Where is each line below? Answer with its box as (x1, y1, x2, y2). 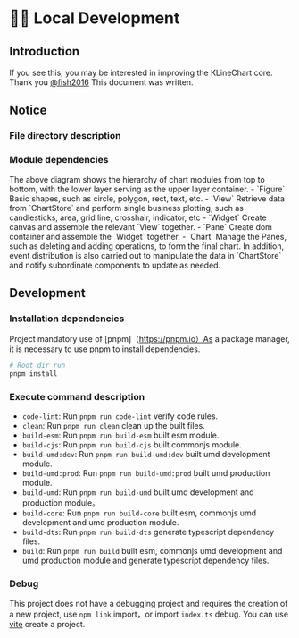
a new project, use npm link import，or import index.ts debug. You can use (9, 608, 288, 619)
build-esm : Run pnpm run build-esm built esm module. (21, 430, 220, 441)
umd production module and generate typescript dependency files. (21, 555, 270, 566)
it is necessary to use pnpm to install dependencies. (9, 344, 201, 354)
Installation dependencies (9, 312, 125, 325)
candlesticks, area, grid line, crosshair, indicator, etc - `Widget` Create (9, 212, 267, 223)
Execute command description (9, 390, 145, 403)
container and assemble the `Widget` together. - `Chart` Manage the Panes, (9, 231, 287, 242)
